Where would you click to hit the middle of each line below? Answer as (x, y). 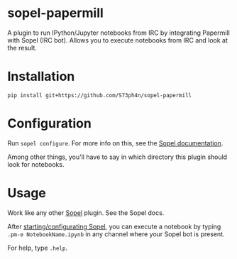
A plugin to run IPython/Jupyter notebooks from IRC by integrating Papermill (119, 33)
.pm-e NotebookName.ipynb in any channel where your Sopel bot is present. (116, 234)
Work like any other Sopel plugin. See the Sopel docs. (86, 213)
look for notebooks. (36, 164)
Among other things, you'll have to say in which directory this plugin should (117, 157)
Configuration (50, 124)
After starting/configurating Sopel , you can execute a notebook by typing (114, 226)
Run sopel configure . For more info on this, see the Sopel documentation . (115, 143)
